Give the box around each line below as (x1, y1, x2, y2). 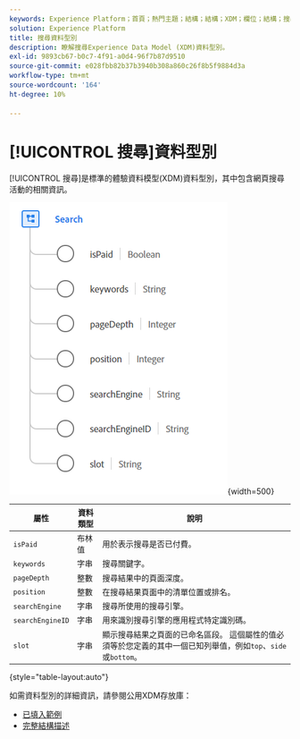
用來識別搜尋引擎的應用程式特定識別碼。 (102, 615, 252, 625)
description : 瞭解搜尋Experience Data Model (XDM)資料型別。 (9, 43, 229, 52)
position (12, 588, 46, 597)
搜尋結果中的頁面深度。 (102, 573, 189, 583)
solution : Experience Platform (9, 23, 126, 33)
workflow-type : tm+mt (9, 72, 90, 81)
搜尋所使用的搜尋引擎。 (102, 600, 189, 612)
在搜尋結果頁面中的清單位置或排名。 (102, 586, 236, 597)
